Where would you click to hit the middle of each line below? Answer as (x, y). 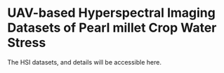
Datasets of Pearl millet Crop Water (112, 28)
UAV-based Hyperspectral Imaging (111, 13)
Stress (27, 43)
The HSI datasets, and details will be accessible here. (84, 62)
